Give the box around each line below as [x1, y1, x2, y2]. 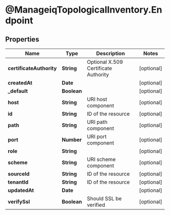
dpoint [5, 15, 33, 26]
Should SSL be [87, 195, 122, 202]
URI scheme [87, 156, 116, 163]
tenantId [8, 179, 29, 186]
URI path [87, 118, 108, 125]
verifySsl [8, 198, 30, 205]
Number [61, 136, 82, 143]
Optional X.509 [87, 59, 123, 65]
